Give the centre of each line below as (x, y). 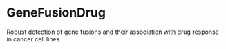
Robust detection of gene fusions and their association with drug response (113, 32)
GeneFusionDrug (56, 13)
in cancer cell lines (33, 39)
